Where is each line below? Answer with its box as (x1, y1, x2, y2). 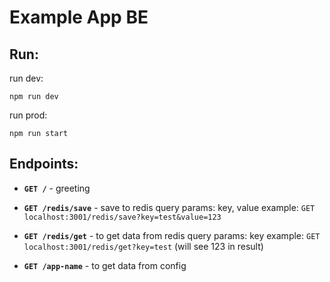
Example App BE (9, 6, 149, 29)
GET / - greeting (23, 182, 91, 194)
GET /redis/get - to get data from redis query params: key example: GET (23, 229, 321, 241)
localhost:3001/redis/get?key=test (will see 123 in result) (23, 240, 264, 252)
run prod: (9, 109, 48, 121)
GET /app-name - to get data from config (23, 259, 187, 271)
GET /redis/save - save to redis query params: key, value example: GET (23, 201, 316, 213)
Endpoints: (9, 156, 79, 173)
